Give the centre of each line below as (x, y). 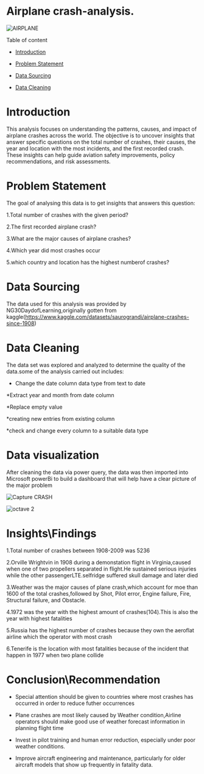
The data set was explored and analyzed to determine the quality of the (96, 365)
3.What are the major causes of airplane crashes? (69, 238)
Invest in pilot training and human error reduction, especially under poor (105, 740)
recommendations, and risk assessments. (58, 161)
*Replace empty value (34, 407)
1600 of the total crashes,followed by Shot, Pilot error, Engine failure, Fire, (99, 593)
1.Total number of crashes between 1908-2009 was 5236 (78, 550)
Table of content (27, 40)
